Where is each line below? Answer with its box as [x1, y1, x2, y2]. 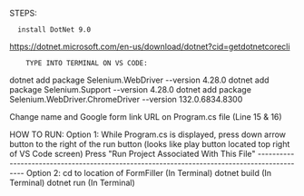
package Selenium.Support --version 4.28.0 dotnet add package [9, 84, 252, 94]
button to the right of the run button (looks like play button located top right [9, 139, 290, 149]
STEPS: [9, 8, 38, 18]
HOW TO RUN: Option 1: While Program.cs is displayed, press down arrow [9, 129, 287, 140]
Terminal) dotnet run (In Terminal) [9, 177, 136, 188]
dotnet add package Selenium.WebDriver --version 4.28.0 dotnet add [9, 74, 270, 85]
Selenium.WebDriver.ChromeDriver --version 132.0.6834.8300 [9, 94, 243, 104]
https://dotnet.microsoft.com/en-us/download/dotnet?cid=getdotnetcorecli [9, 41, 290, 52]
